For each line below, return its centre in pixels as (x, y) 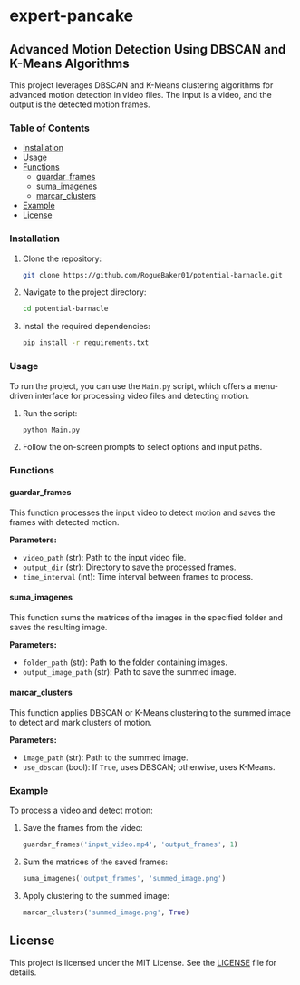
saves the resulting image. (58, 627)
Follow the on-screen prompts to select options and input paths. (142, 447)
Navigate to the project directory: (84, 292)
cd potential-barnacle (65, 309)
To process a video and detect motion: (82, 810)
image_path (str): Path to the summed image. (105, 757)
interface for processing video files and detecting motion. (142, 395)
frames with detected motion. (64, 522)
